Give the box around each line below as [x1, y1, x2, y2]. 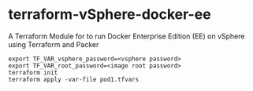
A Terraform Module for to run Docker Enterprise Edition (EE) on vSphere [8, 31, 245, 41]
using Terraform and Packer [8, 39, 99, 49]
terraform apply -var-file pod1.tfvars [8, 75, 140, 83]
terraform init [8, 68, 58, 76]
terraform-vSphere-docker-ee [8, 5, 211, 24]
